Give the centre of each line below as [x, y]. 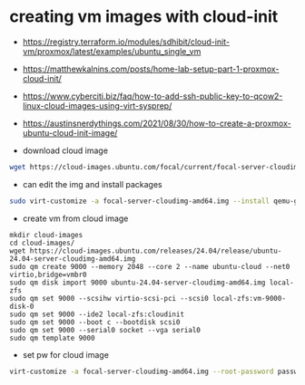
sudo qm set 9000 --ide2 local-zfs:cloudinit [97, 314]
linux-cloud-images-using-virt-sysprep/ [97, 105]
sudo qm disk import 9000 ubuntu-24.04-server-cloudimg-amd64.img [138, 283]
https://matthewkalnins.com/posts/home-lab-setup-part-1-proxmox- [151, 69]
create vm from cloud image [75, 218]
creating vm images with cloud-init [144, 17]
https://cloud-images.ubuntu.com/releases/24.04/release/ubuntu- [156, 251]
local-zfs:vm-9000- [249, 298]
